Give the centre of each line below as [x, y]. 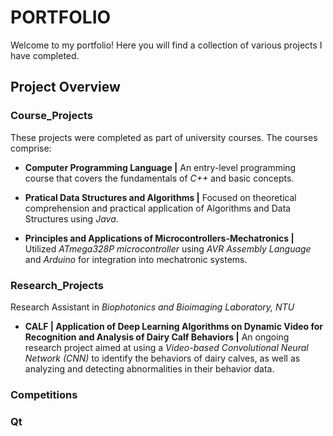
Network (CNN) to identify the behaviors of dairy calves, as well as [162, 358]
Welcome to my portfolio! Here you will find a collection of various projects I [166, 45]
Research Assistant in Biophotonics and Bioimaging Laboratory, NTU [152, 307]
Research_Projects [57, 285]
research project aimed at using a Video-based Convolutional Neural [166, 347]
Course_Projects [51, 116]
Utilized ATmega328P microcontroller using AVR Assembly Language [168, 248]
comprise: [31, 148]
